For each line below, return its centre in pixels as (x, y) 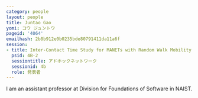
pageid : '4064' (25, 34)
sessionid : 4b (29, 66)
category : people (27, 12)
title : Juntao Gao (29, 22)
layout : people (25, 17)
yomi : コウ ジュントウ (31, 28)
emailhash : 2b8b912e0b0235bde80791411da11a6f (63, 39)
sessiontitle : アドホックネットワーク (54, 61)
